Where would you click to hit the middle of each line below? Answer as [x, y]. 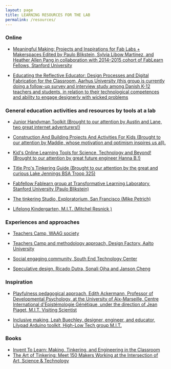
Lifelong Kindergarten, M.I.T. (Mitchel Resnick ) [62, 208]
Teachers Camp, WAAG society [46, 233]
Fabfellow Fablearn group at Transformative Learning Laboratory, [82, 183]
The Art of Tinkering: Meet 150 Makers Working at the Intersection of [85, 355]
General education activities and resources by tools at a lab [81, 110]
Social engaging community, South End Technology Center [75, 259]
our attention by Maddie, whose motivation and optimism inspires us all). [89, 143]
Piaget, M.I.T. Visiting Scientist [45, 310]
